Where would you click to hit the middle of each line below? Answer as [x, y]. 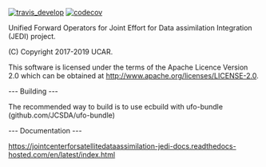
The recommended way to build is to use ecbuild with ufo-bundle [116, 107]
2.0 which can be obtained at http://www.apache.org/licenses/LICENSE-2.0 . [134, 76]
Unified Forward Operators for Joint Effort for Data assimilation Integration [131, 28]
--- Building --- [33, 91]
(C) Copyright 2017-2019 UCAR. [61, 52]
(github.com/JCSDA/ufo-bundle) [62, 115]
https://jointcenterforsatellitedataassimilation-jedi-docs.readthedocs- [123, 146]
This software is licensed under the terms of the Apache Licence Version [128, 67]
